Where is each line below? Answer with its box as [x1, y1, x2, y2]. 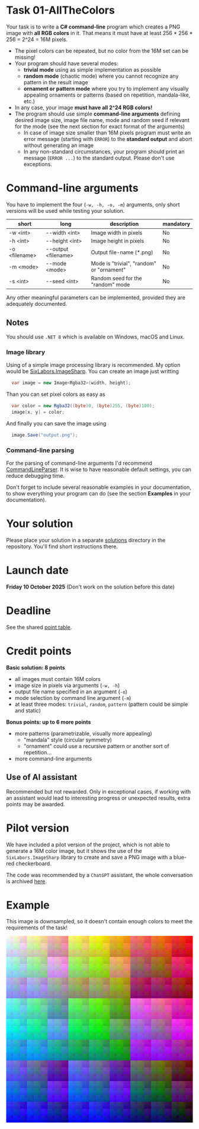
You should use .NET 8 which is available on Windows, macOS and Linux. [6, 333, 185, 340]
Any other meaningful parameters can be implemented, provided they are [6, 294, 185, 301]
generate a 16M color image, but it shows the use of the [6, 847, 142, 854]
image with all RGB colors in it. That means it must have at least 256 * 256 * [6, 29, 193, 36]
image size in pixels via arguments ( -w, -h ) [14, 682, 120, 689]
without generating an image [23, 142, 94, 149]
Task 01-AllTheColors [6, 4, 115, 17]
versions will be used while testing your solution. [6, 207, 125, 214]
